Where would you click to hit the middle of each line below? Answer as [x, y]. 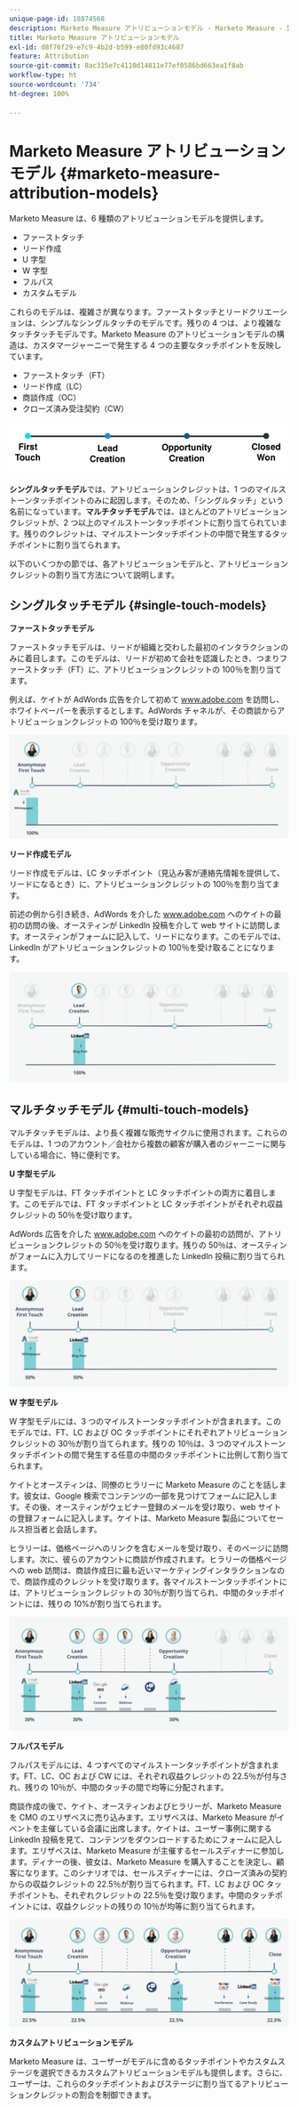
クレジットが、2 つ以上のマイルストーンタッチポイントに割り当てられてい [145, 522]
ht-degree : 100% [39, 93]
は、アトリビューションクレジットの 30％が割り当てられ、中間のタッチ [140, 1593]
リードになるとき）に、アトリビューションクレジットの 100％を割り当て [141, 884]
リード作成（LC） [54, 386]
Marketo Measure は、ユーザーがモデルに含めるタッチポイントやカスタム [143, 2062]
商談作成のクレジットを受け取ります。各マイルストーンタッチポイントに [156, 1582]
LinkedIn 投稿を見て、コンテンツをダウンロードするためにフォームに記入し [146, 1839]
